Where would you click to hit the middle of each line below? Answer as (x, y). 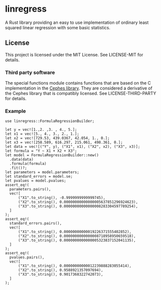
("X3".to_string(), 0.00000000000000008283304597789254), (78, 206)
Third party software (30, 72)
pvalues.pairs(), (27, 257)
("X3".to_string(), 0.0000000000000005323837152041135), (77, 240)
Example (16, 111)
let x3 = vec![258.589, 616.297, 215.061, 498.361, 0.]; (64, 143)
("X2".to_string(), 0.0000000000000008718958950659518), (77, 236)
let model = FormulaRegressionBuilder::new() (52, 155)
